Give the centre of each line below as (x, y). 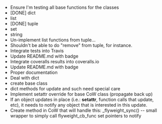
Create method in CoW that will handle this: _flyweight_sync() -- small (84, 110)
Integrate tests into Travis (37, 51)
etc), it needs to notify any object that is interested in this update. (78, 105)
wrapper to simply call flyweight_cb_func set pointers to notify (76, 116)
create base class (29, 83)
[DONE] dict (23, 13)
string (16, 34)
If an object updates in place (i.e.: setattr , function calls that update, (82, 100)
